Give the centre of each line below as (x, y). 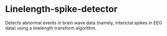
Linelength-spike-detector (62, 9)
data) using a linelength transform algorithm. (51, 28)
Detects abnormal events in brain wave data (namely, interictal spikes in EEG (84, 23)
